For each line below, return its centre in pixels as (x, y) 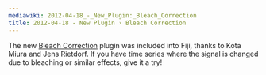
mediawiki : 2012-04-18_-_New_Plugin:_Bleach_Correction (102, 15)
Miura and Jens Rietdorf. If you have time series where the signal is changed (133, 54)
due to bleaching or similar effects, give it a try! (85, 62)
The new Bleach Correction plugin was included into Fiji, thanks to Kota (125, 45)
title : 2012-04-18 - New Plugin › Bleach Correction (97, 23)
